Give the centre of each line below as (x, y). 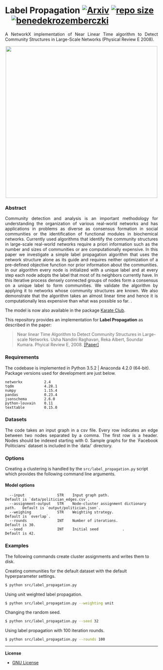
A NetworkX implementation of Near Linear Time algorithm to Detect (81, 34)
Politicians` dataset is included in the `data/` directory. (59, 445)
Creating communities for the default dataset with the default (66, 571)
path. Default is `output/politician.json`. (53, 508)
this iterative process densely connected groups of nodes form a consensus (81, 280)
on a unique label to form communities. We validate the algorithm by (81, 285)
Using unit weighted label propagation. (44, 594)
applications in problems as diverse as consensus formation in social (81, 229)
